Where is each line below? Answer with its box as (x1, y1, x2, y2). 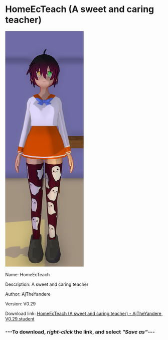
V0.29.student (5, 315, 35, 322)
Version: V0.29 (5, 300, 36, 307)
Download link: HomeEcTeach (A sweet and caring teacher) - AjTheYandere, (5, 310, 163, 316)
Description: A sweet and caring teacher (5, 281, 89, 287)
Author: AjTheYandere (5, 291, 51, 297)
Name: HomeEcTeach (5, 271, 50, 277)
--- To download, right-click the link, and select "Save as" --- (5, 328, 155, 335)
